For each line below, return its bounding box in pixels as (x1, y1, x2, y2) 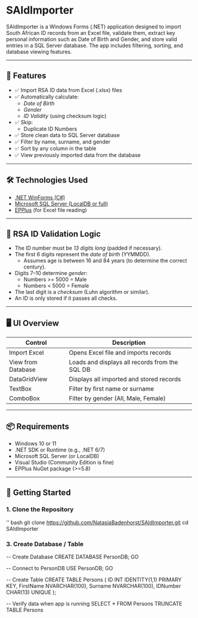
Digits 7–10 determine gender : (14, 270, 88, 277)
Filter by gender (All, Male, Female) (68, 394, 166, 403)
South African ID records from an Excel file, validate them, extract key (6, 29, 176, 36)
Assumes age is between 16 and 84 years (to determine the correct (23, 257, 187, 264)
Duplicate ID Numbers (23, 125, 78, 132)
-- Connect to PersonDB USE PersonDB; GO (6, 564, 113, 571)
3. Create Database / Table (6, 539, 84, 548)
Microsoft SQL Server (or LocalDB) (14, 453, 100, 459)
